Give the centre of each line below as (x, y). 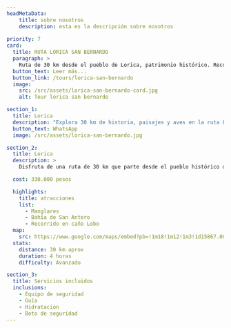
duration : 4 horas (45, 256)
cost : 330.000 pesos (42, 180)
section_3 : (22, 275)
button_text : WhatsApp (45, 128)
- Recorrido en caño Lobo (62, 224)
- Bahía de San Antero (57, 218)
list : (27, 204)
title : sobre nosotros (51, 20)
